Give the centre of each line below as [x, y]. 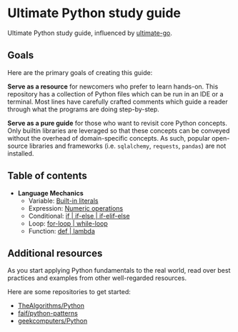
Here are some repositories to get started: [69, 292]
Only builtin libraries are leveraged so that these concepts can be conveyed [119, 131]
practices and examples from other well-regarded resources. [97, 278]
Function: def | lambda [61, 231]
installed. [21, 153]
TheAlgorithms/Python [51, 306]
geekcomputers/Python [53, 321]
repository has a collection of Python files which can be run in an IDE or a [115, 94]
